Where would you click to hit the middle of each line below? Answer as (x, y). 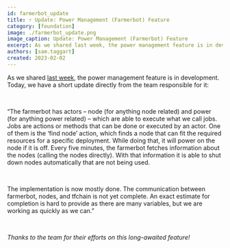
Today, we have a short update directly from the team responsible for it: (108, 85)
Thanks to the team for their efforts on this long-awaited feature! (99, 237)
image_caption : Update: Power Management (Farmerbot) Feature (98, 39)
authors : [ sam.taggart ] (41, 52)
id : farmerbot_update (38, 13)
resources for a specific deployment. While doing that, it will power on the (111, 140)
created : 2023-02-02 (37, 58)
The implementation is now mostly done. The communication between (106, 188)
